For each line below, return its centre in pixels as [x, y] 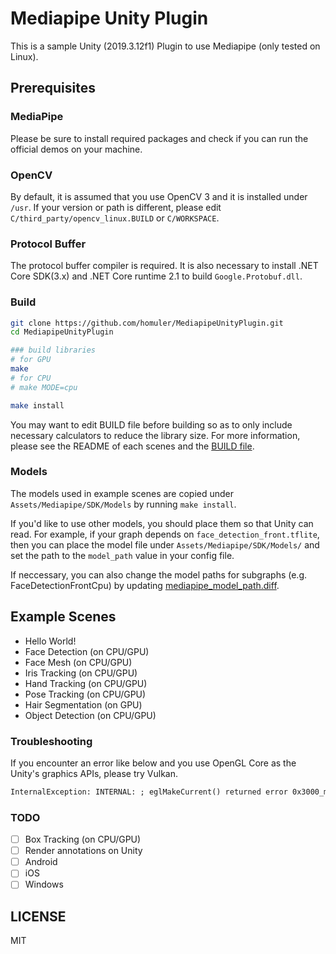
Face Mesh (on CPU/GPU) [78, 662]
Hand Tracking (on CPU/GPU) [86, 683]
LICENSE [38, 916]
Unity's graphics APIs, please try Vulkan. [94, 773]
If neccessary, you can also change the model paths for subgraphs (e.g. [159, 574]
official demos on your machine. [76, 149]
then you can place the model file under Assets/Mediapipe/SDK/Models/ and [165, 544]
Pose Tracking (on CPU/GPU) [85, 694]
